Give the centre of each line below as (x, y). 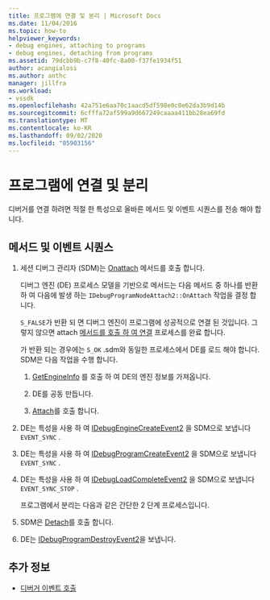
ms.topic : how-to (37, 31)
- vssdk (21, 98)
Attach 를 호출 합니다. (65, 411)
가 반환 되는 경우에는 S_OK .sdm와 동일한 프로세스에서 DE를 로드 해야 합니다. (140, 350)
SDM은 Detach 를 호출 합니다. (67, 522)
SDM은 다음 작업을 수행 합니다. (69, 360)
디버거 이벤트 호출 (48, 588)
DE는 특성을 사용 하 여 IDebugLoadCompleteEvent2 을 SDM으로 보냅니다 (137, 479)
